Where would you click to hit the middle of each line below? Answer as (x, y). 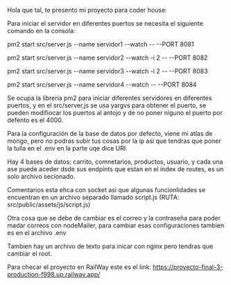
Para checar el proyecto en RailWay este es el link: (79, 267)
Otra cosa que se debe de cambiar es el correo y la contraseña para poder (114, 218)
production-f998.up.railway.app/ (54, 274)
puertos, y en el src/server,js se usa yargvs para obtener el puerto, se (107, 105)
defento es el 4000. (35, 120)
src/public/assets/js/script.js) (49, 205)
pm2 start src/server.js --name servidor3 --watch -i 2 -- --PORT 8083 (108, 71)
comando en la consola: (41, 31)
